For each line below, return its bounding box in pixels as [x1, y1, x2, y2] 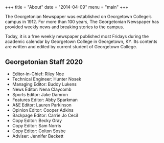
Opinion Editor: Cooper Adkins [12, 107, 74, 113]
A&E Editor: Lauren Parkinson [12, 102, 72, 108]
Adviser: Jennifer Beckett [12, 133, 64, 139]
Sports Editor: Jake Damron [12, 91, 68, 97]
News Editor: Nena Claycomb [12, 86, 72, 92]
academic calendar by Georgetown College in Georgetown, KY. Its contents [5, 39, 158, 44]
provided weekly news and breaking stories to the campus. [5, 24, 124, 30]
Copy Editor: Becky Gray [12, 117, 62, 123]
